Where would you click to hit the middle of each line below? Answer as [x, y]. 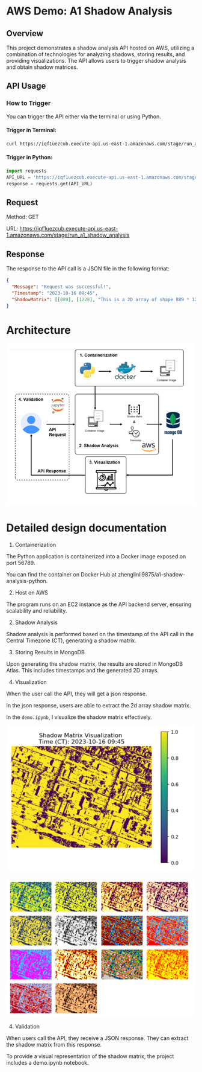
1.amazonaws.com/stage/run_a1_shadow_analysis [68, 235]
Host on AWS [31, 592]
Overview [25, 33]
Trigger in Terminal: [32, 130]
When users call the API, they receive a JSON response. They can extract [97, 1038]
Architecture [38, 330]
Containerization [35, 544]
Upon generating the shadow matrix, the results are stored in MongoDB [95, 664]
